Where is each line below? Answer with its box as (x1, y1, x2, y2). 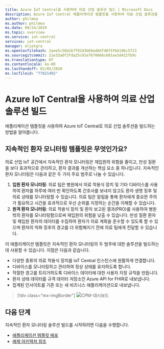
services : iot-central (5, 39, 51, 44)
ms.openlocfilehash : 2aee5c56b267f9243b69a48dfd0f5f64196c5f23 (5, 48, 137, 53)
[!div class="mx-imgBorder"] (17, 292, 76, 298)
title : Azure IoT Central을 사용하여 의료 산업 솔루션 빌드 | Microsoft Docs (5, 7, 153, 12)
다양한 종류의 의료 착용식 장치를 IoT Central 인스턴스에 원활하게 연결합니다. (12, 257, 156, 263)
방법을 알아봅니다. (5, 129, 40, 135)
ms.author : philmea (5, 21, 45, 26)
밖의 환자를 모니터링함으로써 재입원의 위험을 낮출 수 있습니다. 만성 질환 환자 (12, 212, 156, 218)
